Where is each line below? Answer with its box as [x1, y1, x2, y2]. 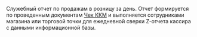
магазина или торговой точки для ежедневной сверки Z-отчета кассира [6, 18, 191, 24]
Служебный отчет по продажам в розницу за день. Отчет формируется [6, 5, 189, 12]
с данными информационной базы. [6, 24, 96, 31]
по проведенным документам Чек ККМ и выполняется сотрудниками [6, 11, 184, 18]
